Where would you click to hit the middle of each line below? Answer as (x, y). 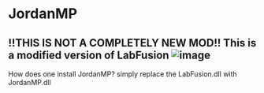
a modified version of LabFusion (89, 55)
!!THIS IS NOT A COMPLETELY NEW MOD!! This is (132, 43)
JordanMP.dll (30, 82)
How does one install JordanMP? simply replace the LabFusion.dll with (123, 74)
